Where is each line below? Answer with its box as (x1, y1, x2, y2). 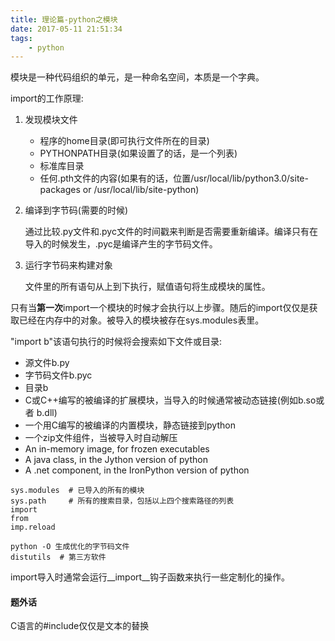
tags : (10, 33, 33, 43)
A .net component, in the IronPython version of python (24, 464, 250, 476)
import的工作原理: (10, 92, 84, 105)
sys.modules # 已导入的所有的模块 (10, 486, 145, 496)
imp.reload (10, 522, 56, 533)
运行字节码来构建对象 (24, 259, 113, 271)
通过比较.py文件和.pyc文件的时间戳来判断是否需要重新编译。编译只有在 (24, 226, 318, 238)
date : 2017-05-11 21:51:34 (10, 24, 123, 34)
